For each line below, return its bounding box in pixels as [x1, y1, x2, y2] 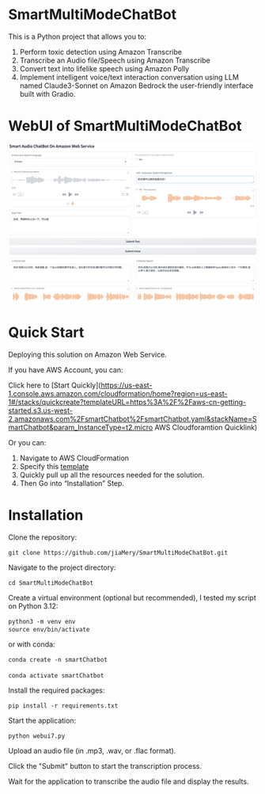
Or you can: [8, 438, 47, 448]
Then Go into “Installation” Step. [19, 479, 125, 488]
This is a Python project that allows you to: [8, 32, 146, 41]
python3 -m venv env [8, 618, 77, 626]
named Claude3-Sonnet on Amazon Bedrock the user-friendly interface [19, 81, 254, 90]
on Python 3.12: [8, 601, 59, 611]
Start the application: [8, 716, 77, 726]
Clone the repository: [8, 533, 78, 542]
